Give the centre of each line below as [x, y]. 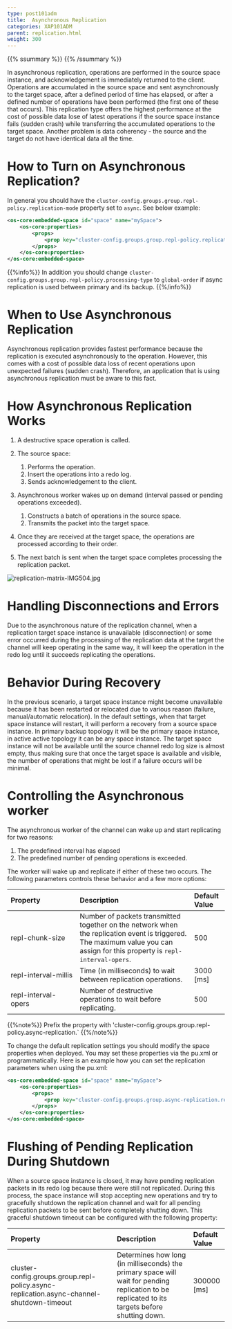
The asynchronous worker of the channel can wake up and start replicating [114, 830]
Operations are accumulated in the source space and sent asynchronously [113, 87]
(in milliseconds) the [150, 1263]
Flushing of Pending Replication [100, 1147]
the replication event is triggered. [133, 933]
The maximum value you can [126, 942]
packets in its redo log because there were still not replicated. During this [111, 1188]
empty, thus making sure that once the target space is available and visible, [114, 753]
